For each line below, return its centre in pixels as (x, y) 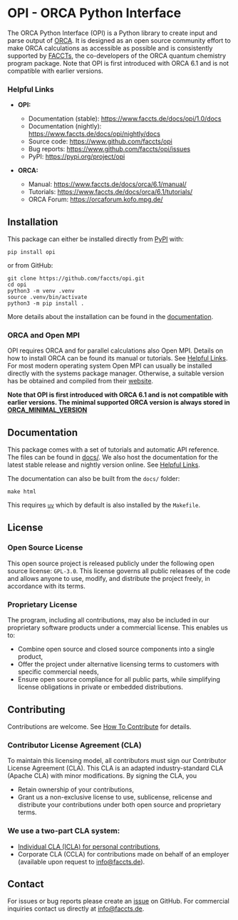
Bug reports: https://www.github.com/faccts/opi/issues (109, 149)
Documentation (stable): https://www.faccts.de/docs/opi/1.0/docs (125, 118)
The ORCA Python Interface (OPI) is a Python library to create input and (112, 33)
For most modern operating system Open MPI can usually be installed (110, 366)
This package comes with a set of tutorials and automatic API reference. (113, 450)
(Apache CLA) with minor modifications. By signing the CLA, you (102, 776)
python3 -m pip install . (46, 304)
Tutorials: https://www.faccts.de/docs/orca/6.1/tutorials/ (110, 192)
